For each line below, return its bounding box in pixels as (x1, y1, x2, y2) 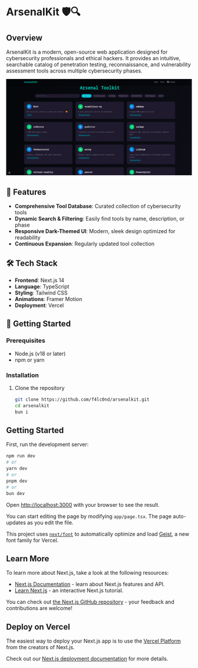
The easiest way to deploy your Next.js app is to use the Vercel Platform (6, 637, 181, 644)
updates (6, 519, 27, 526)
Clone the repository (14, 384, 65, 391)
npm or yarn (14, 356, 45, 364)
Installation (6, 371, 39, 379)
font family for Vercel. (6, 536, 59, 543)
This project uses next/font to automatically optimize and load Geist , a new (6, 530, 190, 538)
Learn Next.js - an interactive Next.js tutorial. (14, 587, 124, 594)
